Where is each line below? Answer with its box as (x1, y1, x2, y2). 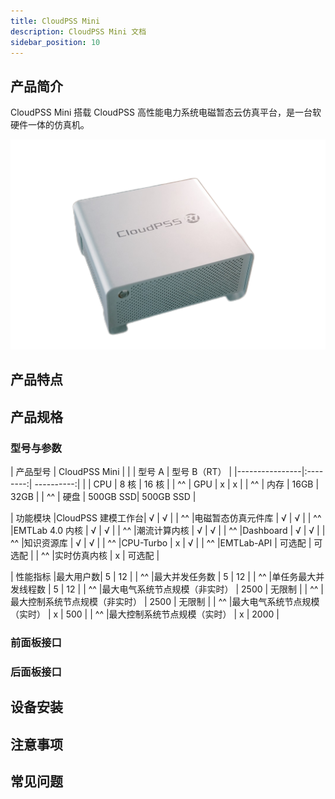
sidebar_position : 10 (10, 37, 101, 47)
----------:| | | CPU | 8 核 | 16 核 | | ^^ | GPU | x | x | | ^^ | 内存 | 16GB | (34, 478, 320, 490)
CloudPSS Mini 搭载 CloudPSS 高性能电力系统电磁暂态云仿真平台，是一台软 (10, 106, 322, 119)
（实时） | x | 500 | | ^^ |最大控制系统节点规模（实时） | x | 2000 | (10, 608, 280, 620)
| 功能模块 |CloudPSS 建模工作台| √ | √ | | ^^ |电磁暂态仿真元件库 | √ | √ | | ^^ (10, 511, 322, 524)
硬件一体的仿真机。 (10, 119, 90, 131)
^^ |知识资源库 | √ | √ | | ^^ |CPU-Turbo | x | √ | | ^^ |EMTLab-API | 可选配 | (10, 536, 312, 549)
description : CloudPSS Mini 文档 (10, 26, 147, 37)
